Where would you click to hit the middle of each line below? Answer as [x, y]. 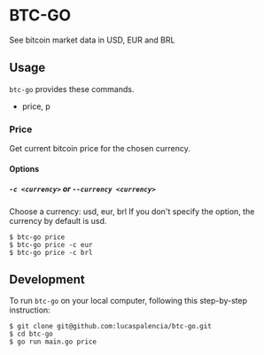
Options [24, 168]
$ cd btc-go [31, 334]
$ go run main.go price [53, 342]
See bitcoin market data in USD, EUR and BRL [92, 40]
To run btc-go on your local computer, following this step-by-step [128, 301]
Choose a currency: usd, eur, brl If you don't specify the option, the [132, 211]
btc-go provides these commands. [72, 89]
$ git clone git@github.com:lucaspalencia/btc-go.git [111, 327]
